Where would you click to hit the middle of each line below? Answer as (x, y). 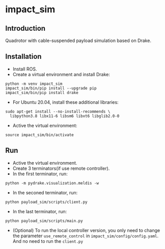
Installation (23, 56)
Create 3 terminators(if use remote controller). (61, 168)
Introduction (25, 28)
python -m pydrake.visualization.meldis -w (52, 183)
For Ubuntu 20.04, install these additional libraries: (65, 102)
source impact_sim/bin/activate (39, 135)
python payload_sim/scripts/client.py (46, 202)
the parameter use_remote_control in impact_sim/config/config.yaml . (86, 236)
